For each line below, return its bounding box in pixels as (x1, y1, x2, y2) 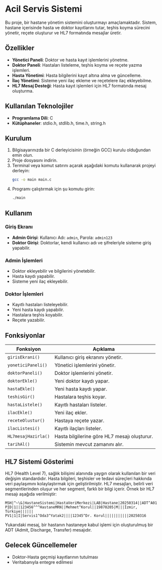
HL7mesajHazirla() (7, 434, 50, 439)
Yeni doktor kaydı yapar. (54, 378, 110, 385)
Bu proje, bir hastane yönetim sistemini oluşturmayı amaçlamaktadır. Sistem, (5, 19, 157, 25)
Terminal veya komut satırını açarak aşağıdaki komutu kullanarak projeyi (12, 163, 156, 168)
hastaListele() (7, 402, 43, 407)
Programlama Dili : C (12, 115, 53, 121)
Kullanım (5, 209, 32, 217)
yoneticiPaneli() (7, 363, 48, 368)
